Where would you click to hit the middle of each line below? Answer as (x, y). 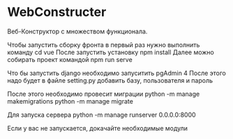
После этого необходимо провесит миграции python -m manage (104, 94)
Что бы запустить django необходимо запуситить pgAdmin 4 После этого (117, 73)
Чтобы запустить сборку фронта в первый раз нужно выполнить (104, 44)
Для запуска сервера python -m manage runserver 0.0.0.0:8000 (102, 115)
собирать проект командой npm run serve (70, 59)
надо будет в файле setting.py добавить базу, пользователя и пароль (110, 80)
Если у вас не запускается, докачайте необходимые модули (98, 128)
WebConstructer (57, 12)
